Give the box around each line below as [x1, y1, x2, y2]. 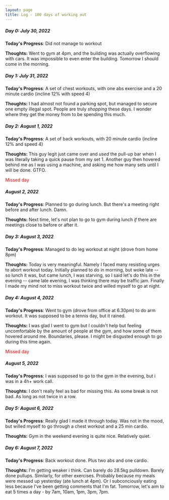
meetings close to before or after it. [5, 222, 79, 228]
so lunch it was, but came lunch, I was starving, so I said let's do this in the [5, 272, 160, 279]
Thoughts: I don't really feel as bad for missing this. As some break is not [5, 388, 158, 394]
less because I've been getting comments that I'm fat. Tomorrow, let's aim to [5, 483, 164, 489]
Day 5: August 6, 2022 [5, 405, 54, 411]
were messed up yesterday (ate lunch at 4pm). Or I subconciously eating [5, 478, 157, 484]
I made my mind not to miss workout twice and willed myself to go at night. [5, 283, 161, 289]
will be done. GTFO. [5, 167, 46, 173]
